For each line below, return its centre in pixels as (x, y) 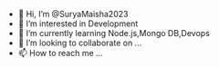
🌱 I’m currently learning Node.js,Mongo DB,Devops (114, 33)
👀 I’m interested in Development (78, 24)
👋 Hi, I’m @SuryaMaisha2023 (73, 14)
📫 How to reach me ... (60, 53)
